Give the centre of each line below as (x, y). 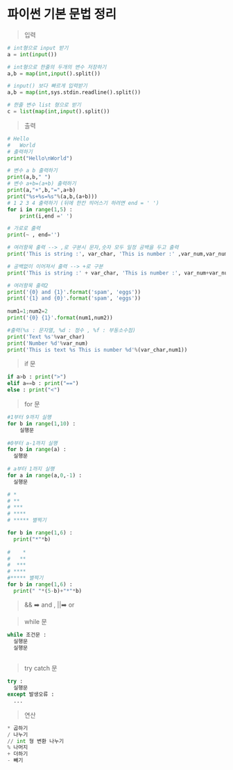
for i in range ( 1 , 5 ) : (40, 209)
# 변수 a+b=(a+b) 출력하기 (42, 184)
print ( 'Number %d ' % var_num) (48, 343)
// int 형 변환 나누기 (36, 741)
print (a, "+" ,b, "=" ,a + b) (42, 190)
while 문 (35, 621)
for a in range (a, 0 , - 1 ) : (44, 475)
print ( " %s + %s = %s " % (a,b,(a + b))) (52, 196)
